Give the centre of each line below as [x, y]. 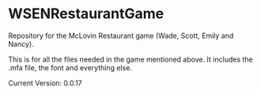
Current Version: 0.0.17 [45, 83]
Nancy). [21, 43]
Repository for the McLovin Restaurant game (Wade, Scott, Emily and [121, 36]
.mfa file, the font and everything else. [70, 67]
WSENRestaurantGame [86, 14]
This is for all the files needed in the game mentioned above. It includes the [130, 59]
